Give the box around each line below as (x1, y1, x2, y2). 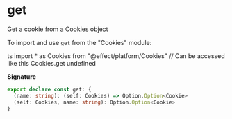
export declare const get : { (7, 86, 92, 93)
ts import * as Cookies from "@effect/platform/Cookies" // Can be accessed (7, 51, 225, 60)
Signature (7, 72, 37, 81)
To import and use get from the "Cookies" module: (7, 38, 152, 46)
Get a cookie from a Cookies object (7, 25, 109, 33)
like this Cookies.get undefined (7, 59, 96, 67)
